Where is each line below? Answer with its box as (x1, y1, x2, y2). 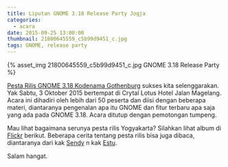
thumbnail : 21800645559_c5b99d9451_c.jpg (7, 36, 128, 43)
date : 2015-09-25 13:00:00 (7, 29, 84, 36)
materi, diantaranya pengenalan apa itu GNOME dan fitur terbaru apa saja (7, 104, 215, 111)
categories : (7, 16, 41, 23)
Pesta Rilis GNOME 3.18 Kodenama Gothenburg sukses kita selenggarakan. (7, 82, 220, 89)
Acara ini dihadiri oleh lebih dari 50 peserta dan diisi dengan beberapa (7, 96, 206, 104)
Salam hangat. (7, 152, 48, 160)
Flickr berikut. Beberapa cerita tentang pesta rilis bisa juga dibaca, (7, 131, 195, 140)
